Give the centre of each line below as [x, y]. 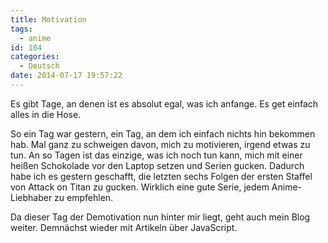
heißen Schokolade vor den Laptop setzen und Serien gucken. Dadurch [157, 165]
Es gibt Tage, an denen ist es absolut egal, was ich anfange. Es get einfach [164, 103]
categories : [35, 57]
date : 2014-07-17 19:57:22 [66, 76]
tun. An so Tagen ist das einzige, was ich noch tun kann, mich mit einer [156, 155]
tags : [21, 29]
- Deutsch [39, 66]
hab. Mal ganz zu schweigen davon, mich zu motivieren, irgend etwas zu [160, 144]
